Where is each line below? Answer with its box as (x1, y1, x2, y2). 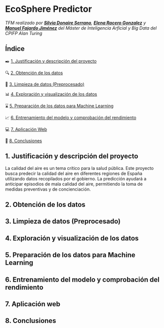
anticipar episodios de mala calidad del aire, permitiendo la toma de (5, 181, 143, 187)
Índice (5, 44, 25, 53)
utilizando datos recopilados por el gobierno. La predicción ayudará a (5, 175, 147, 181)
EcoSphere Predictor (5, 3, 92, 15)
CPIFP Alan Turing (5, 30, 42, 36)
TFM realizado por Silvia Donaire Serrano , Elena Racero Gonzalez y (5, 20, 146, 26)
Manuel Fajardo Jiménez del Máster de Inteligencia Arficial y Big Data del (5, 25, 157, 31)
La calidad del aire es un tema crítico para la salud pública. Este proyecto (5, 165, 154, 171)
